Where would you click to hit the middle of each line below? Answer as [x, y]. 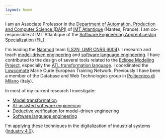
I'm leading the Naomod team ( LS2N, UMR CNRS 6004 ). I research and [78, 49]
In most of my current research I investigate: [50, 90]
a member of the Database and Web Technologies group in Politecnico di [80, 75]
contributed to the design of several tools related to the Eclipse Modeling [80, 60]
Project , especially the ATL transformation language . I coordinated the [77, 65]
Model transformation [35, 100]
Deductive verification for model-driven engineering [66, 111]
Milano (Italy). [19, 81]
